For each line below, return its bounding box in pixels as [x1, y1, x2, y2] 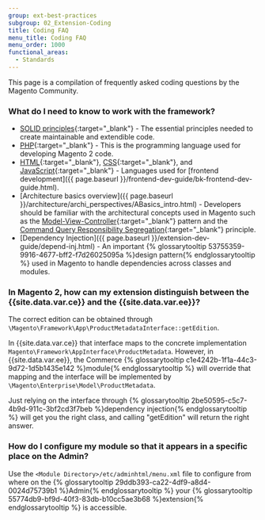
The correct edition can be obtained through [8, 315, 153, 324]
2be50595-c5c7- [191, 396, 248, 405]
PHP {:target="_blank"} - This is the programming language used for [19, 140, 241, 151]
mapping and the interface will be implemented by [8, 372, 172, 381]
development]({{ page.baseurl [19, 174, 119, 184]
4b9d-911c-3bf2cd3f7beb [8, 404, 93, 414]
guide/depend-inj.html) [19, 242, 96, 251]
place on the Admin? [8, 451, 89, 462]
